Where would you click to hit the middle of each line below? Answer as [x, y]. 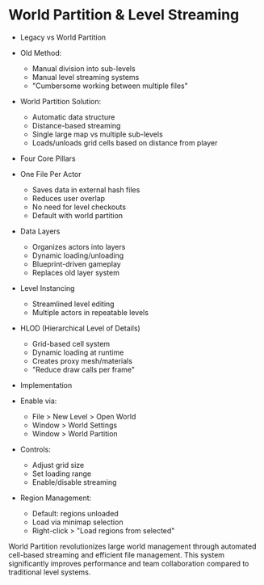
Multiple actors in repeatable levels [90, 312]
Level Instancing [47, 288]
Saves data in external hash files [86, 189]
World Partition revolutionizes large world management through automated [132, 546]
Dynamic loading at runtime [78, 352]
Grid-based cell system [71, 343]
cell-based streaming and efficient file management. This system [116, 554]
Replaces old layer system [75, 272]
